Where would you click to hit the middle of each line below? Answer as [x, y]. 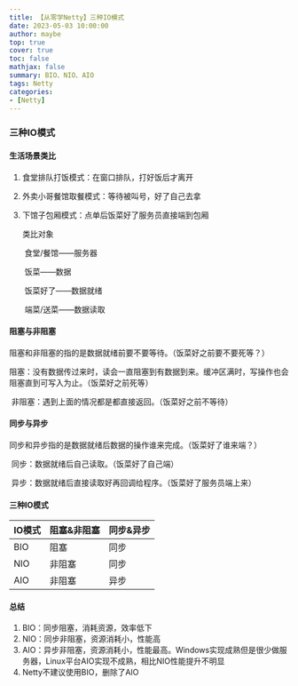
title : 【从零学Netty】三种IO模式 [67, 17]
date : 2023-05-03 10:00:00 [59, 26]
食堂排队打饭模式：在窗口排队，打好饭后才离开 [107, 177]
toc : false [29, 59]
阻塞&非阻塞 [74, 530]
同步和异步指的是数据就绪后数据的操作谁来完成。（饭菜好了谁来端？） [135, 444]
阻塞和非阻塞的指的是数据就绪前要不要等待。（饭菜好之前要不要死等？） [139, 353]
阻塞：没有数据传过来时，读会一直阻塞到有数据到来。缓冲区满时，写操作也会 [149, 371]
